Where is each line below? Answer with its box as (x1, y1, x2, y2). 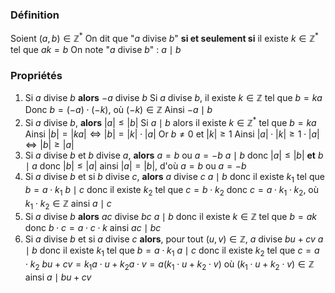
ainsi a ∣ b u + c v (24, 271, 92, 283)
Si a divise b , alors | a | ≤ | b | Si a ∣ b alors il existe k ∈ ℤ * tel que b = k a (24, 115, 317, 128)
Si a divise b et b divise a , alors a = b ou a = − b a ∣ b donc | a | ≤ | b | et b (24, 149, 324, 161)
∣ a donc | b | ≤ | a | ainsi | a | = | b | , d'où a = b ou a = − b (24, 159, 247, 172)
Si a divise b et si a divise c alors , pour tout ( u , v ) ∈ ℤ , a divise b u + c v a (24, 233, 324, 245)
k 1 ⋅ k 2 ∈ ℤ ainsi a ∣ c (24, 197, 112, 212)
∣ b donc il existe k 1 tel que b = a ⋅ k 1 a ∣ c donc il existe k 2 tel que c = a (24, 244, 320, 259)
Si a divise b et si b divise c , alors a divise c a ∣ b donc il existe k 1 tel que (24, 170, 325, 185)
